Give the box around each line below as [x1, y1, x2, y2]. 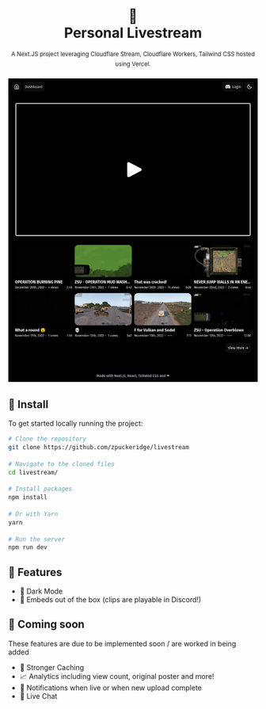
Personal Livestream [63, 24, 203, 42]
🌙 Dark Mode [19, 586, 63, 597]
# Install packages [8, 485, 73, 494]
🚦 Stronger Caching [19, 662, 85, 672]
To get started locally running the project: [8, 419, 143, 428]
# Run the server [8, 535, 66, 543]
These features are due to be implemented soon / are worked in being [8, 638, 237, 648]
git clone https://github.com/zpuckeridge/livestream [8, 443, 190, 451]
